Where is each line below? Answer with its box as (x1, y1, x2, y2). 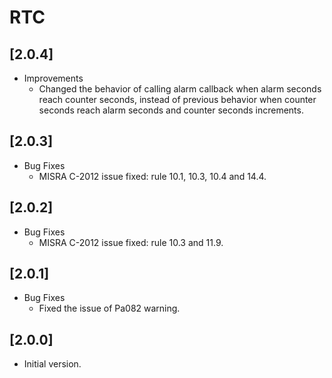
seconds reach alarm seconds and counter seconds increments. (38, 104, 304, 116)
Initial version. (23, 358, 82, 370)
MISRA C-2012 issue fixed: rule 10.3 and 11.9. (38, 236, 224, 248)
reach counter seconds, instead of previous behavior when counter (38, 94, 317, 105)
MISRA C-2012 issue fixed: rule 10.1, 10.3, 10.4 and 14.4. (38, 170, 267, 182)
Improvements (23, 72, 84, 84)
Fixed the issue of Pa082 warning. (38, 302, 181, 315)
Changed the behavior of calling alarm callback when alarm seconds (38, 83, 322, 95)
